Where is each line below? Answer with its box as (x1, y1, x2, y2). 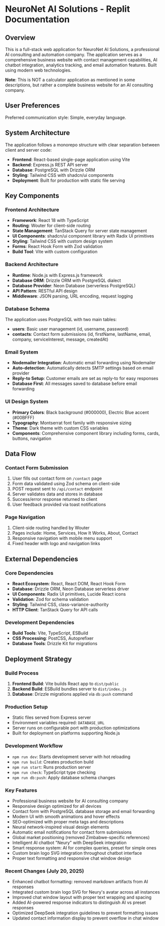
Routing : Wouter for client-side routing (12, 222, 91, 229)
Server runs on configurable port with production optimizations (12, 725, 140, 731)
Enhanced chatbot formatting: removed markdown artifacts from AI (12, 879, 148, 885)
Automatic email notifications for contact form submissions (12, 829, 132, 835)
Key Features (5, 787, 38, 793)
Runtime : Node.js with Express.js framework (12, 272, 103, 278)
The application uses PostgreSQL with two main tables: (5, 316, 117, 322)
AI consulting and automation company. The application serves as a (5, 52, 142, 57)
